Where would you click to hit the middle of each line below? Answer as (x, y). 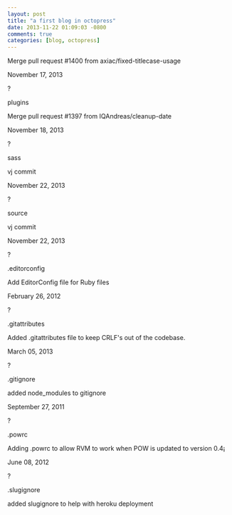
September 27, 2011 (36, 407)
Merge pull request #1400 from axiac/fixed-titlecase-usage (94, 61)
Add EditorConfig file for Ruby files (58, 282)
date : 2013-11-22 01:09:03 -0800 (57, 27)
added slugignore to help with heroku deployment (80, 504)
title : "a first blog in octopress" (62, 21)
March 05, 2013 (30, 351)
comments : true (30, 34)
